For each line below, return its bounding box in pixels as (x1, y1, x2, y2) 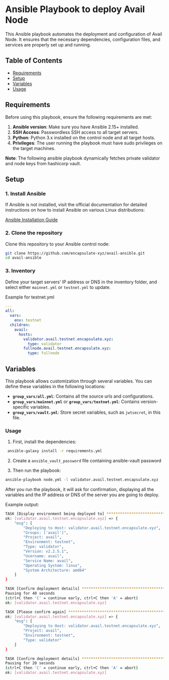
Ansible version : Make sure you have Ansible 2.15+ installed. (12, 124, 139, 130)
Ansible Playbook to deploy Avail (5, 4, 145, 15)
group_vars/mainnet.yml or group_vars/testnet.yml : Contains (12, 399, 140, 405)
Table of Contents (5, 57, 63, 65)
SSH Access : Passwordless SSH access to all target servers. (12, 129, 139, 135)
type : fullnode (27, 351, 59, 356)
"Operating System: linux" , (23, 563, 82, 568)
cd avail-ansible (5, 255, 42, 261)
